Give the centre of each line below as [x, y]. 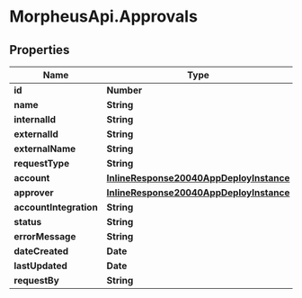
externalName [45, 149]
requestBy [37, 280]
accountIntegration [56, 207]
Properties [40, 50]
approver [34, 193]
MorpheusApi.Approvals [103, 17]
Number [124, 90]
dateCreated [41, 251]
